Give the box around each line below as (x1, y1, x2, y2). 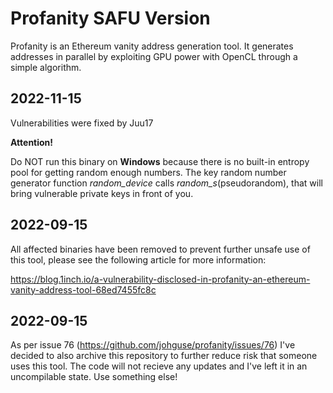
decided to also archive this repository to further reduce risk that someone (10, 350, 318, 362)
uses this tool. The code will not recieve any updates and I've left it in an (10, 360, 308, 372)
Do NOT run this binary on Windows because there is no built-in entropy (10, 155, 310, 167)
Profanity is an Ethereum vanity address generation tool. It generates (10, 40, 294, 52)
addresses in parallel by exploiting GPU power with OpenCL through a (10, 50, 298, 62)
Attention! (10, 136, 54, 148)
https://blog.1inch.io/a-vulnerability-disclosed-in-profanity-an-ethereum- (10, 273, 311, 285)
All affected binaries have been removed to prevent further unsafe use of (10, 243, 311, 255)
